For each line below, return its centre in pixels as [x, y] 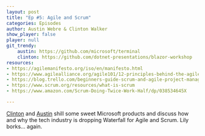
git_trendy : [21, 46]
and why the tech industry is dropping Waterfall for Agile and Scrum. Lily [98, 120]
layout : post [23, 12]
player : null [23, 40]
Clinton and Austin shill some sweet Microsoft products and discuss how [98, 114]
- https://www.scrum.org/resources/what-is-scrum [71, 86]
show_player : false [31, 35]
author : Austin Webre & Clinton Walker [57, 29]
